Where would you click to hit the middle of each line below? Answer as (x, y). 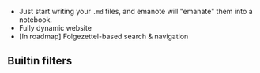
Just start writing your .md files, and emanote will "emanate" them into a (136, 11)
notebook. (36, 20)
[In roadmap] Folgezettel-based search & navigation (104, 36)
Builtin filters (40, 61)
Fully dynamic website (55, 28)
